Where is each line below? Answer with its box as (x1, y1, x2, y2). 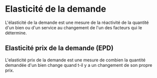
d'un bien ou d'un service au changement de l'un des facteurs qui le (5, 24, 142, 30)
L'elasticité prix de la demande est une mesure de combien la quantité (5, 57, 146, 63)
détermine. (5, 30, 27, 36)
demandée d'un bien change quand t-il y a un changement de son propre (5, 62, 153, 68)
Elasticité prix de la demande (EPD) (5, 44, 114, 52)
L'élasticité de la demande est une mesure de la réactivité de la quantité (5, 19, 149, 25)
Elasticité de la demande (5, 3, 106, 15)
